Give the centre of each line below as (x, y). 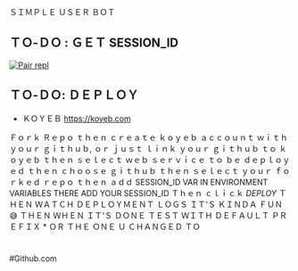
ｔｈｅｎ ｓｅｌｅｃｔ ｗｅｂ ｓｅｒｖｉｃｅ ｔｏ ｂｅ (142, 160)
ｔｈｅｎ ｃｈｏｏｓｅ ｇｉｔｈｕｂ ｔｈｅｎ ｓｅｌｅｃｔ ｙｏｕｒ (149, 170)
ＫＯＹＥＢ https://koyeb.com (76, 119)
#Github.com (33, 258)
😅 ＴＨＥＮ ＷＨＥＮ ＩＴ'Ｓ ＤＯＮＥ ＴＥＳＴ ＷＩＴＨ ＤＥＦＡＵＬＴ (140, 215)
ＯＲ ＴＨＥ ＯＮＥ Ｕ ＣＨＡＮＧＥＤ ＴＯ (124, 226)
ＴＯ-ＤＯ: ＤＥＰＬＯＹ (74, 95)
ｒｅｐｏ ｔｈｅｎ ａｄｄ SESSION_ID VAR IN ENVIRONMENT (155, 182)
